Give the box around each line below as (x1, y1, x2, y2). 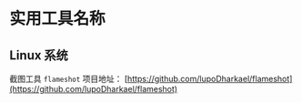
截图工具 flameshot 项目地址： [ (9, 74, 128, 84)
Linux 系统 (9, 47, 68, 63)
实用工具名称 (9, 8, 106, 29)
